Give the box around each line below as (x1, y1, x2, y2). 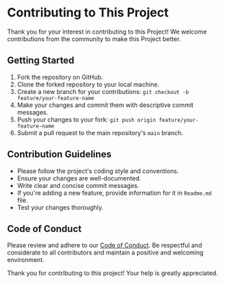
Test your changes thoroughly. (16, 203, 104, 211)
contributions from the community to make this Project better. (7, 34, 181, 43)
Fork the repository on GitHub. (16, 73, 104, 81)
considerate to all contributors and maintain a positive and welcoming (7, 248, 204, 257)
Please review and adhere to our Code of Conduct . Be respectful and (7, 241, 202, 250)
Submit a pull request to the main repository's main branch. (16, 128, 184, 137)
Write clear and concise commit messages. (16, 181, 139, 189)
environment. (7, 256, 45, 264)
